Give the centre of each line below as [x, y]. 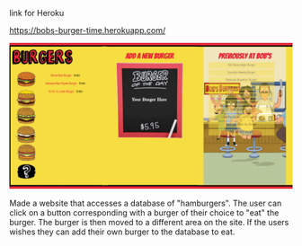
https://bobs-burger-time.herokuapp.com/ [88, 30]
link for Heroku [37, 13]
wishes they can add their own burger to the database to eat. [122, 232]
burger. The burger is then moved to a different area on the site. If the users [149, 222]
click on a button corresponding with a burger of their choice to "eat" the [144, 212]
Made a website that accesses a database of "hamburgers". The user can [146, 203]
